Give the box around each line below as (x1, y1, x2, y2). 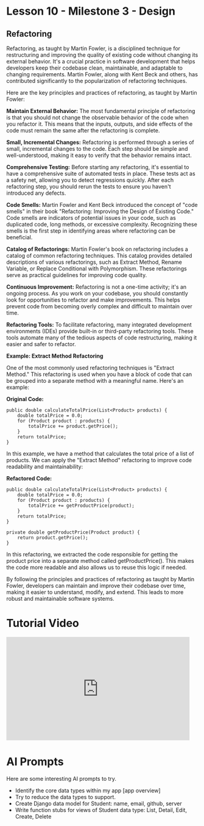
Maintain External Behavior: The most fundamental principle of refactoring (6, 107, 195, 114)
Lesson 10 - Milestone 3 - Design (6, 4, 175, 18)
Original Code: (6, 396, 44, 402)
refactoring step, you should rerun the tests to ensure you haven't (6, 183, 172, 190)
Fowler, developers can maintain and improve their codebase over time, (6, 582, 186, 589)
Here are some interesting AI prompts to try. (6, 775, 117, 782)
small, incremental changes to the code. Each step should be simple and (6, 145, 188, 152)
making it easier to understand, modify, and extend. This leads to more (6, 589, 184, 596)
